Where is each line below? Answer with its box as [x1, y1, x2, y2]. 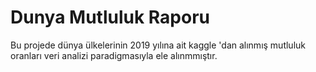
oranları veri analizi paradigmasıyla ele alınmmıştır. [10, 49, 218, 61]
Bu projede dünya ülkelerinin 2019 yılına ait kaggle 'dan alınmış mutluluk [10, 39, 306, 51]
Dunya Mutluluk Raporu [10, 6, 210, 29]
